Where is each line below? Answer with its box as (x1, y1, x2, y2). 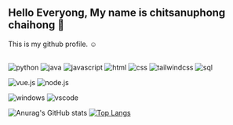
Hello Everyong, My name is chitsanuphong (8, 6, 226, 20)
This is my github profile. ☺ (8, 39, 97, 48)
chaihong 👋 (8, 19, 65, 32)
